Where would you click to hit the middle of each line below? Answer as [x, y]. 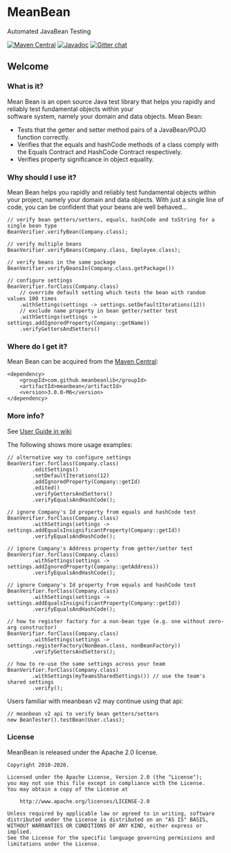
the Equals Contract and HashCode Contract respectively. [100, 152]
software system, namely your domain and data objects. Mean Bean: [105, 116]
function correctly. [44, 137]
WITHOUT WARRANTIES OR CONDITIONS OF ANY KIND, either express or [105, 826]
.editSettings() [55, 469]
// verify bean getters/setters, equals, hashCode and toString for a [111, 219]
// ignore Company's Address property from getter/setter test [100, 548]
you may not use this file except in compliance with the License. [107, 783]
